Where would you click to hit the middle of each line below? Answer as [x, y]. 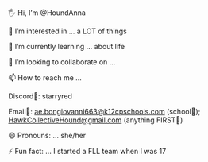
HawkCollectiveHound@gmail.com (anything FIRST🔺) [96, 120]
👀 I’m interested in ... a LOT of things [67, 31]
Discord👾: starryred [40, 96]
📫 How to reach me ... [45, 78]
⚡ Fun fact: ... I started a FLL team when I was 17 [87, 151]
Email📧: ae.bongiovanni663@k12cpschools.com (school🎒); [104, 112]
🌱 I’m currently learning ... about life [67, 46]
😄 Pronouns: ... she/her [47, 135]
